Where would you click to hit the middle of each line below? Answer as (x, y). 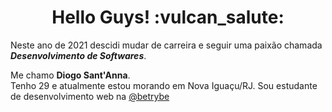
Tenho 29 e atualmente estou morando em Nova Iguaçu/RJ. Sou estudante (164, 85)
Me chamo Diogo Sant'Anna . (70, 75)
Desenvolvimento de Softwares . (78, 55)
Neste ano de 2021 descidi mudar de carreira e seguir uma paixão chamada (166, 45)
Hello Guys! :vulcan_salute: (168, 17)
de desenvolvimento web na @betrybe (90, 96)
